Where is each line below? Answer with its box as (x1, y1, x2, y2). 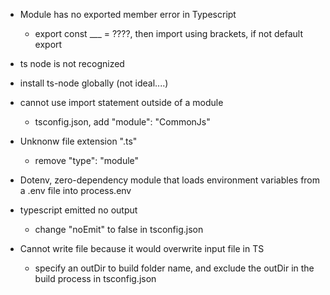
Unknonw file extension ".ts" (19, 135, 138, 147)
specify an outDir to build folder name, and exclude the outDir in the (34, 262, 315, 274)
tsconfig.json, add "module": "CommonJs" (34, 116, 211, 128)
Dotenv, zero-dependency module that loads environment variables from (19, 174, 321, 186)
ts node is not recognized (19, 58, 125, 69)
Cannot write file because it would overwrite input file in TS (19, 243, 265, 254)
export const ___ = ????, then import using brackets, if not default (34, 28, 303, 39)
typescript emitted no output (19, 204, 138, 216)
